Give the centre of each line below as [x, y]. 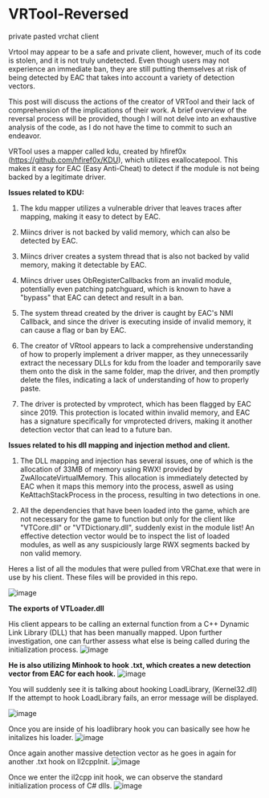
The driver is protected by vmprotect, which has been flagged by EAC [135, 403]
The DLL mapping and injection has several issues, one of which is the [137, 460]
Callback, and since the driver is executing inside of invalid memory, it [135, 321]
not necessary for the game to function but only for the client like [127, 518]
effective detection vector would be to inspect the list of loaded [125, 536]
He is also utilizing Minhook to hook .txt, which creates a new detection [130, 665]
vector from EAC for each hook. [62, 673]
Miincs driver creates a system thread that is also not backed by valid [134, 256]
